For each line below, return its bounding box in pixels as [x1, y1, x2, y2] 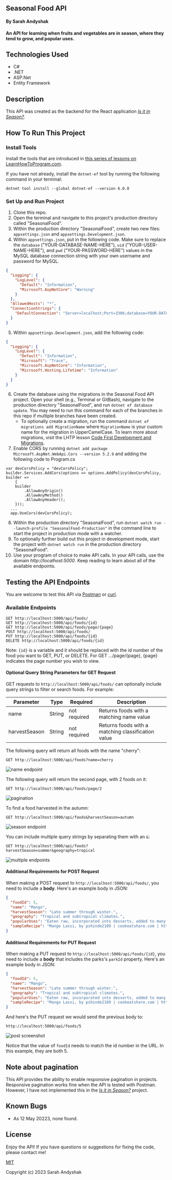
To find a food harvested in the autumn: [6, 805, 89, 811]
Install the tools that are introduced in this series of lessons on [6, 155, 137, 161]
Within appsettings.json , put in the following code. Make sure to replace [13, 237, 166, 243]
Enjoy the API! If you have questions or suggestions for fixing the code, [6, 1144, 155, 1150]
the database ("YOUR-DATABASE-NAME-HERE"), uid [13, 242, 125, 248]
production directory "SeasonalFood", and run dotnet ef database [13, 402, 153, 408]
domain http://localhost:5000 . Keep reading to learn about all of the [13, 558, 156, 564]
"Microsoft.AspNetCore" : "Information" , [19, 363, 107, 368]
